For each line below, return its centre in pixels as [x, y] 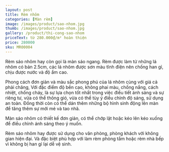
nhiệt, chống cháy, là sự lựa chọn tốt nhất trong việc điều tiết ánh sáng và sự [85, 92]
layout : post [19, 10]
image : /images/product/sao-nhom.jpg [45, 24]
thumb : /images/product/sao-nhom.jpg [45, 29]
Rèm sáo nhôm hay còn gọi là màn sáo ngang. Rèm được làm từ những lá [81, 61]
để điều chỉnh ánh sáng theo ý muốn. [44, 123]
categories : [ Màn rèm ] [29, 19]
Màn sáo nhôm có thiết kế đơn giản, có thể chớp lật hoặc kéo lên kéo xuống [84, 118]
